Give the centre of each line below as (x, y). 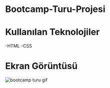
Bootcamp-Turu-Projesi (55, 9)
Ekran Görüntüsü (41, 66)
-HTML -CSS (19, 46)
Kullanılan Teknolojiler (52, 32)
